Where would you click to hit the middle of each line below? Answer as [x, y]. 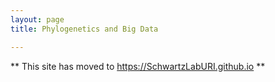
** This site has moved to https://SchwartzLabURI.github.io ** [138, 66]
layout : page [37, 19]
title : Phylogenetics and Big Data [84, 29]
